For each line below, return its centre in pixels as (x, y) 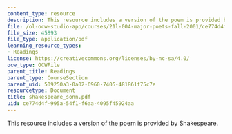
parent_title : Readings (41, 71)
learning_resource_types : (44, 46)
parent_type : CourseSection (48, 78)
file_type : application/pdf (48, 39)
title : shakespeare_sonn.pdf (49, 97)
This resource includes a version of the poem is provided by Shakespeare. (113, 123)
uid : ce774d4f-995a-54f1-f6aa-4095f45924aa (71, 104)
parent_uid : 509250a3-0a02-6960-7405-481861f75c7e (81, 84)
